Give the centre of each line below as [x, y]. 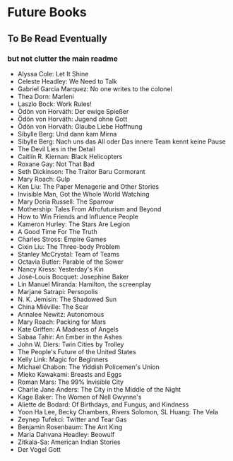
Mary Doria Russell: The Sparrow [66, 202]
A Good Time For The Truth [57, 231]
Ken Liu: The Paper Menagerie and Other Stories [88, 186]
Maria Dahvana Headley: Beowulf [66, 434]
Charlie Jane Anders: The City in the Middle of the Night [99, 389]
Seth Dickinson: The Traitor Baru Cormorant [82, 171]
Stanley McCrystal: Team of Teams [68, 254]
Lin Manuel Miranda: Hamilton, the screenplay [84, 284]
